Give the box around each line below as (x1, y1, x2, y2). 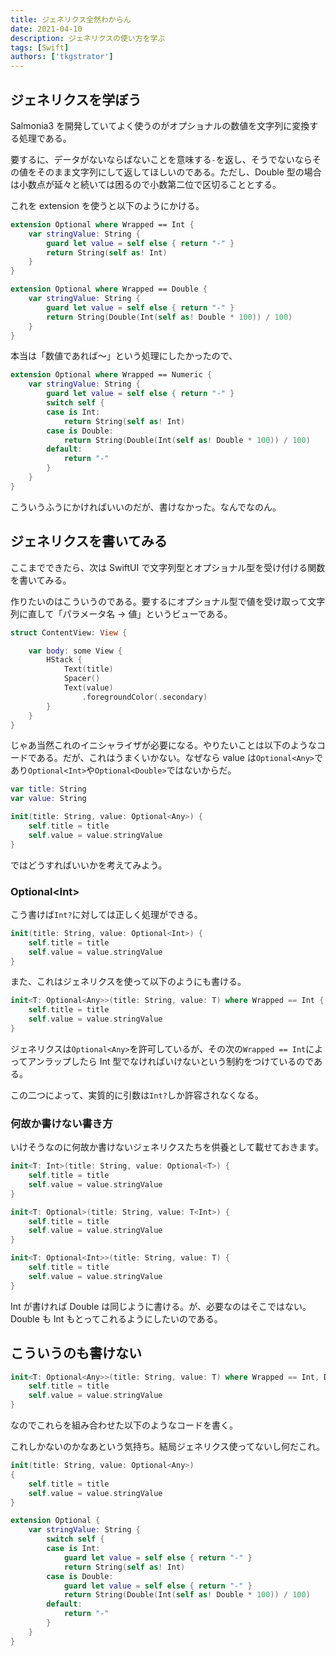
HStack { (46, 655, 83, 665)
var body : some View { (28, 646, 123, 656)
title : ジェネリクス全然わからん (10, 14, 132, 25)
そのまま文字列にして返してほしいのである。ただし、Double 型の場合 (36, 166, 322, 178)
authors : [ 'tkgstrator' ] (10, 52, 114, 62)
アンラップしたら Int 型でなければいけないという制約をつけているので (27, 1055, 315, 1067)
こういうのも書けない (10, 1345, 142, 1362)
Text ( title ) (63, 664, 114, 675)
